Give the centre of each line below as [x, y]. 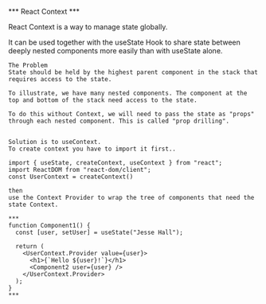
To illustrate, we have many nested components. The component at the [128, 93]
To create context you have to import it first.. [92, 149]
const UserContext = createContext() [71, 177]
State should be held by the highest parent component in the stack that [133, 72]
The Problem [28, 65]
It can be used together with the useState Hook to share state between [124, 42]
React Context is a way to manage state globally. [88, 27]
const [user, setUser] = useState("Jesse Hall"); [99, 232]
